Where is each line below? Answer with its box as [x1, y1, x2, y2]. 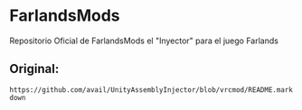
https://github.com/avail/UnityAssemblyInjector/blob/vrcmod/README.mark [9, 85, 294, 95]
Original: [9, 61, 60, 77]
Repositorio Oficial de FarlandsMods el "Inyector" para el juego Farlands [9, 35, 278, 46]
